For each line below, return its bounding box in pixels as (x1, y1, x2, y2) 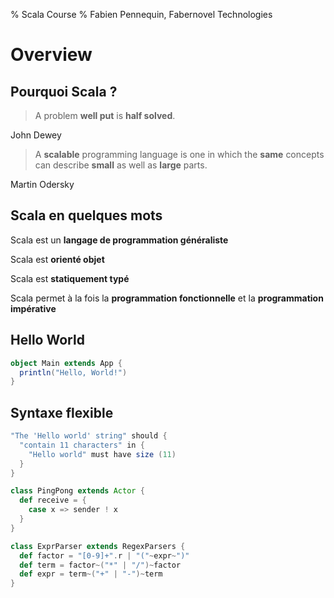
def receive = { (19, 495, 87, 506)
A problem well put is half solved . (34, 110, 176, 121)
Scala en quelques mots (10, 207, 163, 224)
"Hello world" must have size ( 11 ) (28, 449, 177, 459)
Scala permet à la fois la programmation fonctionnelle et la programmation (10, 292, 324, 304)
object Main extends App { (10, 358, 123, 368)
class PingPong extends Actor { (10, 486, 145, 496)
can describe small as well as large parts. (34, 159, 208, 171)
